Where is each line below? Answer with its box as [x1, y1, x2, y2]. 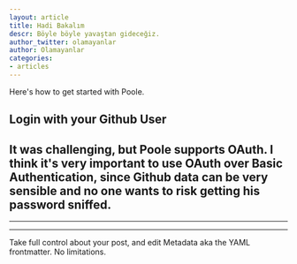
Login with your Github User [9, 112, 167, 127]
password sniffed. [9, 197, 112, 212]
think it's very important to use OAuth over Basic [9, 155, 283, 170]
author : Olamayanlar [9, 46, 86, 55]
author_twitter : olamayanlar [9, 37, 117, 47]
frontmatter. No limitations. [9, 246, 107, 257]
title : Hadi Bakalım [9, 21, 86, 30]
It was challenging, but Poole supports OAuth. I [9, 142, 274, 157]
